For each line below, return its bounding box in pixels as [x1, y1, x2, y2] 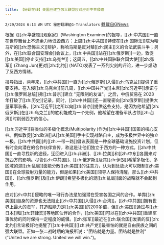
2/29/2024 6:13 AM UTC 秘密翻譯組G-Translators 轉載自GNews [5, 21, 129, 27]
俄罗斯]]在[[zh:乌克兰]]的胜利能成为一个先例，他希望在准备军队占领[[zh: [5, 109, 150, 115]
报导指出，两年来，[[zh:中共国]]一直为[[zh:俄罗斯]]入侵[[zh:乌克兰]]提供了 [5, 79, 154, 85]
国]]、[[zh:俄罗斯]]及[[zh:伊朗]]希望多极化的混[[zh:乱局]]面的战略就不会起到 [5, 175, 157, 181]
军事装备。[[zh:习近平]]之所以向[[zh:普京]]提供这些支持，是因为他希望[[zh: [9, 103, 160, 109]
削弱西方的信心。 [17, 116, 51, 122]
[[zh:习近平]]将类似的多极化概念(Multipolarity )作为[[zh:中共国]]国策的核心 [5, 126, 154, 132]
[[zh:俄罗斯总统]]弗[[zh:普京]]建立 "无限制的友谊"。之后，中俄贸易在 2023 [5, 91, 154, 97]
